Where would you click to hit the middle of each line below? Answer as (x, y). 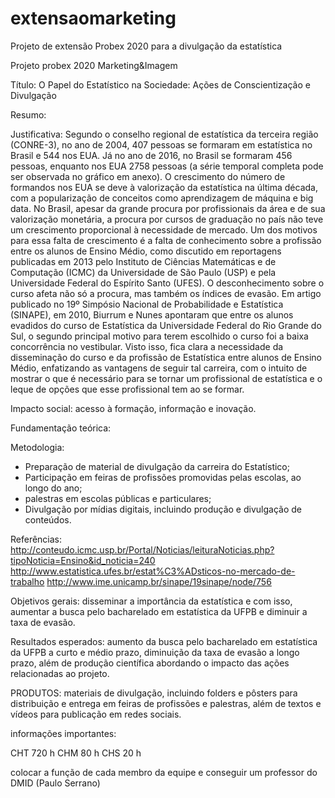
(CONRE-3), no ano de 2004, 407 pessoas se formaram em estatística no (161, 144)
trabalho (27, 581)
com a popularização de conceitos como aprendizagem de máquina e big (162, 198)
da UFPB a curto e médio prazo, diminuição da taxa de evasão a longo (155, 652)
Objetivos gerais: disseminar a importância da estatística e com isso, (151, 601)
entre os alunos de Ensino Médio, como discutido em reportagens (146, 251)
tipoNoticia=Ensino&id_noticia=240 (83, 560)
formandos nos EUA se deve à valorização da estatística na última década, (164, 187)
